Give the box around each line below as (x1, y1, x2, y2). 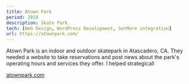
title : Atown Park (6, 8, 52, 15)
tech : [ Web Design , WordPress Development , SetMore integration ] (6, 25, 172, 32)
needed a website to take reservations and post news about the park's (6, 54, 179, 61)
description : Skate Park (6, 20, 68, 26)
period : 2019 (6, 14, 39, 20)
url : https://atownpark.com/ (6, 31, 79, 37)
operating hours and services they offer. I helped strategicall (6, 60, 155, 67)
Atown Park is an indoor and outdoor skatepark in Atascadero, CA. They (6, 47, 183, 54)
